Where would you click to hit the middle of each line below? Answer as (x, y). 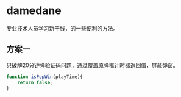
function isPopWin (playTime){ (45, 77)
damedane (34, 11)
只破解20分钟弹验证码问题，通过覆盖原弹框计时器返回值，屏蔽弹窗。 (92, 65)
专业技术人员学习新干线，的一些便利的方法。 (62, 28)
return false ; (35, 82)
